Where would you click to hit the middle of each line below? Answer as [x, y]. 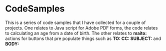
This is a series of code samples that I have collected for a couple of [75, 22]
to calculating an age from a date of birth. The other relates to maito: [76, 33]
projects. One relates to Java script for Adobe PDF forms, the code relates [81, 27]
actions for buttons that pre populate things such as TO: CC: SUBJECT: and [83, 38]
